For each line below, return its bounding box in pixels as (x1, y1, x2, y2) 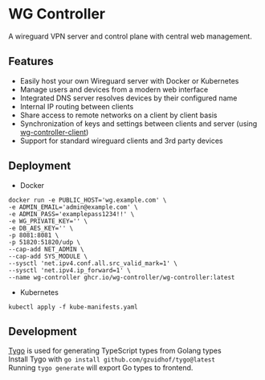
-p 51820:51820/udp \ (8, 238, 81, 246)
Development (8, 325, 78, 338)
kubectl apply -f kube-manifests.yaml (8, 303, 138, 311)
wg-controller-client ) (19, 127, 89, 137)
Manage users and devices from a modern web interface (19, 84, 209, 94)
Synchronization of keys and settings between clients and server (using (19, 118, 258, 129)
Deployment (8, 159, 71, 173)
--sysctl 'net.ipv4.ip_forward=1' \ (8, 266, 131, 274)
